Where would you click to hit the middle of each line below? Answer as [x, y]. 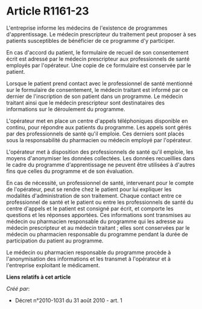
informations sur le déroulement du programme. [66, 109]
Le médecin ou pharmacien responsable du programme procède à [89, 252]
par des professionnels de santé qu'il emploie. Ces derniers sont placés [95, 134]
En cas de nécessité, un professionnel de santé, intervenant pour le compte [100, 183]
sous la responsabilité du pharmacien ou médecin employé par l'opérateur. [99, 140]
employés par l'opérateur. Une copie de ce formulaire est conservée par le [99, 65]
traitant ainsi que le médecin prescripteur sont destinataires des [85, 102]
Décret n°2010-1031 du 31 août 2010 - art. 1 [68, 300]
